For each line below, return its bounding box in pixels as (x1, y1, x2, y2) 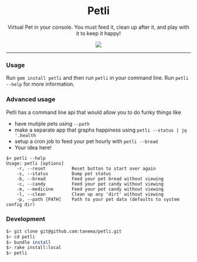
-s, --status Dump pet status (16, 170, 111, 177)
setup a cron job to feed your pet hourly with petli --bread (14, 137, 158, 145)
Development (6, 215, 46, 223)
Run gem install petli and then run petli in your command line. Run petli (6, 75, 189, 82)
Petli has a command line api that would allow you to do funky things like (6, 109, 182, 116)
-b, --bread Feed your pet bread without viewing (16, 176, 164, 182)
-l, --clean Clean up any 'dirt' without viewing (16, 191, 164, 197)
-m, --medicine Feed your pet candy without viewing (16, 186, 164, 192)
